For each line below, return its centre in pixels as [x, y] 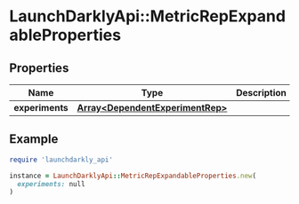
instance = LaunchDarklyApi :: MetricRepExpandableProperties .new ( [133, 176]
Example [34, 139]
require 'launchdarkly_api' [61, 160]
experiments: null [52, 184]
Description [261, 93]
